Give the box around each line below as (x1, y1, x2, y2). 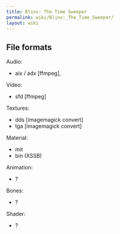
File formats (6, 42, 52, 52)
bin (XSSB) (14, 152, 42, 160)
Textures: (6, 104, 30, 112)
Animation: (6, 164, 33, 171)
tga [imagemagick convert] (14, 122, 82, 130)
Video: (6, 82, 23, 89)
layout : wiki (6, 20, 39, 26)
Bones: (6, 187, 24, 194)
